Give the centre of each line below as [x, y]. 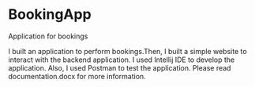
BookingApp [50, 14]
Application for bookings [48, 36]
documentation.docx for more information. [77, 76]
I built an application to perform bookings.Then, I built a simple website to [127, 51]
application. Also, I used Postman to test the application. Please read [120, 67]
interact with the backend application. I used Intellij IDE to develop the [122, 60]
